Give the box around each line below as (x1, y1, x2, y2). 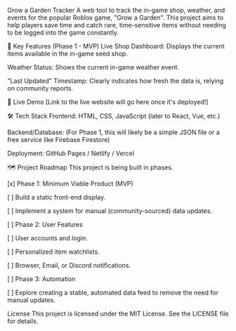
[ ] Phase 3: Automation (7, 275, 76, 283)
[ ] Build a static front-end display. (7, 193, 106, 201)
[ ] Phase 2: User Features (7, 221, 83, 228)
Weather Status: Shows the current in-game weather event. (7, 63, 180, 71)
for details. (7, 317, 39, 325)
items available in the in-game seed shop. (7, 49, 128, 58)
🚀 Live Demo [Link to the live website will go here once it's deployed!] (7, 98, 209, 106)
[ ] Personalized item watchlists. (7, 247, 100, 256)
